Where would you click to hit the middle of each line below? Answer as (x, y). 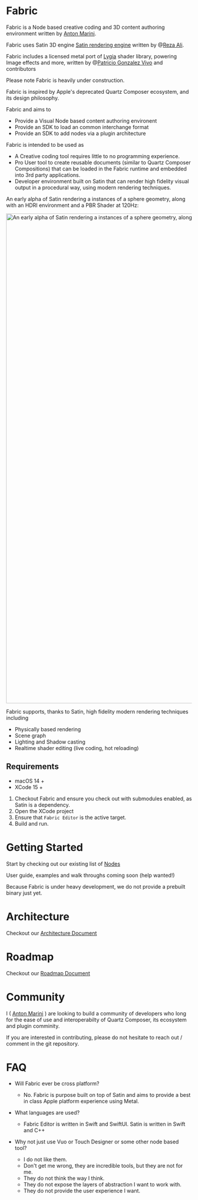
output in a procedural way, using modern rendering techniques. (93, 188)
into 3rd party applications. (47, 175)
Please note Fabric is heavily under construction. (65, 80)
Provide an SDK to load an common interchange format (82, 127)
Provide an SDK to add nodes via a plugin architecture (80, 133)
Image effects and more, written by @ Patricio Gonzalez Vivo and (85, 63)
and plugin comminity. (33, 1026)
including (17, 718)
